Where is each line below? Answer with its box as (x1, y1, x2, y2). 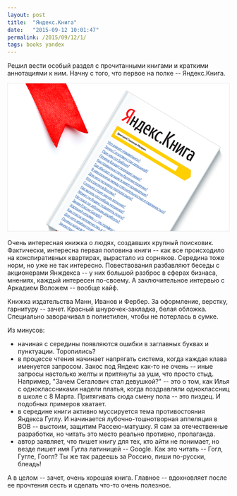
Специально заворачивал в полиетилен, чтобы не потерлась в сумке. (7, 312, 219, 321)
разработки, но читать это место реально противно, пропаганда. (17, 430, 216, 438)
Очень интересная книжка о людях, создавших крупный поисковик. (7, 239, 214, 247)
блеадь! (17, 460, 42, 468)
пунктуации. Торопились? (17, 347, 96, 356)
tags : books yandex (7, 41, 65, 49)
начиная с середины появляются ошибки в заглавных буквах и (17, 340, 209, 348)
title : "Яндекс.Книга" (7, 18, 78, 26)
